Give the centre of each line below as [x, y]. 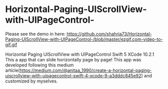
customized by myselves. [31, 81]
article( [13, 70]
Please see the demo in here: [35, 34]
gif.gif [11, 44]
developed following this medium [39, 65]
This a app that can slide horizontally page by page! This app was [73, 59]
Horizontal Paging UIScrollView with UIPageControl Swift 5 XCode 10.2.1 [80, 54]
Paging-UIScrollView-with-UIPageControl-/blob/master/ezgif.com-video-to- [84, 39]
